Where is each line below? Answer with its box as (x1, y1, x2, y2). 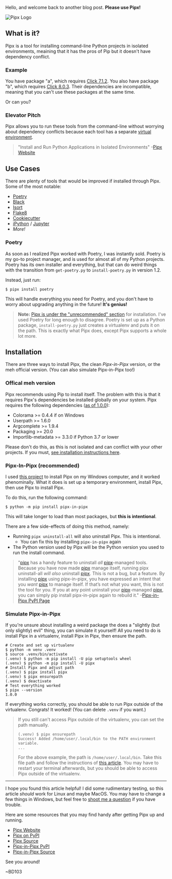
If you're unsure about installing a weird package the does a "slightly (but (5, 622, 160, 628)
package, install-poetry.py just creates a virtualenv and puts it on (17, 322, 160, 328)
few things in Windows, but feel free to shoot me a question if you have (5, 796, 156, 803)
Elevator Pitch (5, 112, 41, 119)
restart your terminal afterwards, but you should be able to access (17, 765, 158, 771)
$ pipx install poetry (5, 287, 54, 292)
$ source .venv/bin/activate (5, 652, 68, 657)
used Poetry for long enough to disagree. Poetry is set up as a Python (17, 316, 165, 322)
